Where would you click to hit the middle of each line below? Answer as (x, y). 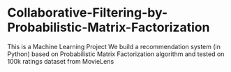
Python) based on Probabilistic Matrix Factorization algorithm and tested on (116, 54)
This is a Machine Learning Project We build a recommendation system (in (114, 46)
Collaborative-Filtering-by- (88, 13)
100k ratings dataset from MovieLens (61, 61)
